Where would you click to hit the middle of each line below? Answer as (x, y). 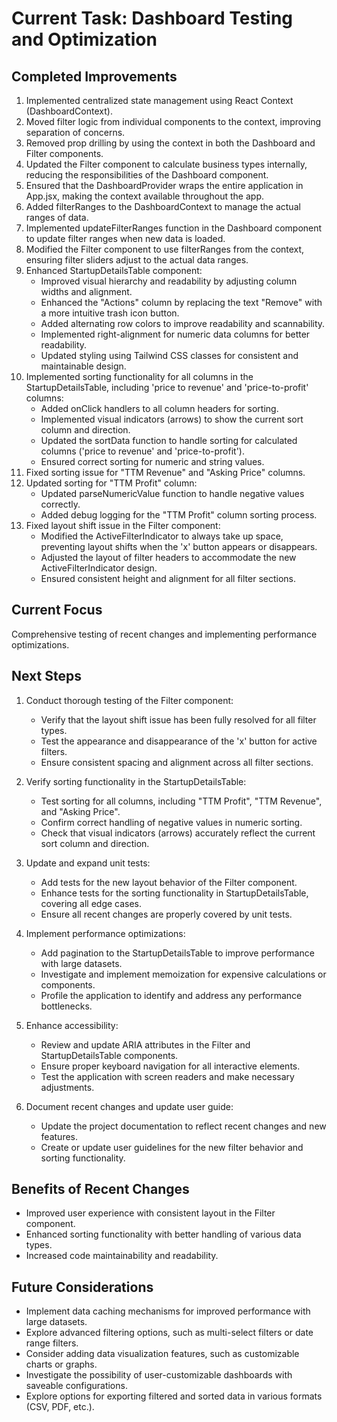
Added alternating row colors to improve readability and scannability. (183, 323)
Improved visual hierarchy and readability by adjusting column (169, 281)
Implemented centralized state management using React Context (159, 100)
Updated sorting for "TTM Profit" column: (111, 483)
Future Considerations (82, 1287)
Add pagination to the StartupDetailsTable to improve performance (177, 953)
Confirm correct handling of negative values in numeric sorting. (171, 822)
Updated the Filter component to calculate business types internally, (166, 164)
